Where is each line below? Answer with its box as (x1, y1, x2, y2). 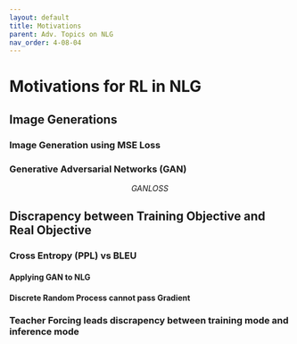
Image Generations (9, 112, 118, 127)
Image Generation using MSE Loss (9, 138, 161, 151)
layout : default (9, 13, 70, 22)
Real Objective (9, 222, 92, 238)
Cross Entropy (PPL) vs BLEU (9, 249, 137, 262)
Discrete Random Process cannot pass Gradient (9, 292, 191, 303)
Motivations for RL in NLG (9, 77, 202, 96)
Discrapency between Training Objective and (9, 209, 266, 224)
